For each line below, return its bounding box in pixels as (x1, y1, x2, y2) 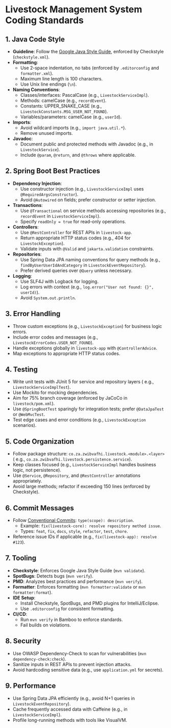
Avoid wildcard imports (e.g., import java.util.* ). (20, 124, 127, 131)
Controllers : (12, 224, 39, 230)
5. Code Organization (5, 437, 75, 446)
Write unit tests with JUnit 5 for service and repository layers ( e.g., (12, 379, 154, 385)
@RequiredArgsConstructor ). (20, 191, 79, 197)
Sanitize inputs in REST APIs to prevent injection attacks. (12, 661, 132, 667)
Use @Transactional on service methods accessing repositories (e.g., (20, 207, 166, 214)
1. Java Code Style (5, 35, 65, 44)
